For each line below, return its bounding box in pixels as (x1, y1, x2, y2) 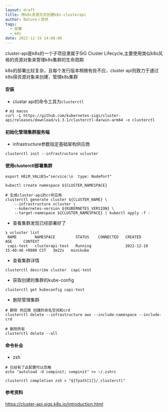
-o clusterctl (125, 118, 155, 123)
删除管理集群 (12, 297, 39, 303)
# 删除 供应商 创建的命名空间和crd (5, 308, 70, 313)
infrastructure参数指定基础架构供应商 (12, 141, 90, 147)
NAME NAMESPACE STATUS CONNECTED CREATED (7, 234, 142, 240)
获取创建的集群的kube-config (12, 277, 74, 283)
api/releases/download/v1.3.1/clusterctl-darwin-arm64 (5, 118, 123, 123)
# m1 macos (5, 109, 28, 114)
